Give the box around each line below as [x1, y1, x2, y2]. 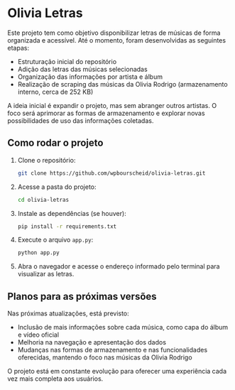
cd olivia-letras [17, 196, 70, 203]
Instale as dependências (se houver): [17, 209, 126, 217]
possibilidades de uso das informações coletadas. [7, 116, 154, 125]
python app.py [17, 249, 60, 256]
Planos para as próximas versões [7, 290, 158, 303]
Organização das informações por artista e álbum [17, 72, 163, 81]
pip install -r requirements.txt [17, 222, 117, 230]
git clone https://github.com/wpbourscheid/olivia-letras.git [17, 169, 206, 177]
